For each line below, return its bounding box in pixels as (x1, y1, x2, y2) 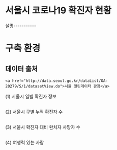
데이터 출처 (5, 65, 38, 73)
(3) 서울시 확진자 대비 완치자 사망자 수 (5, 124, 80, 130)
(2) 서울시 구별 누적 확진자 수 (5, 109, 63, 115)
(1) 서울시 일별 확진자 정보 (5, 93, 57, 99)
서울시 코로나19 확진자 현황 (5, 5, 112, 16)
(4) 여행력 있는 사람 (5, 139, 44, 145)
